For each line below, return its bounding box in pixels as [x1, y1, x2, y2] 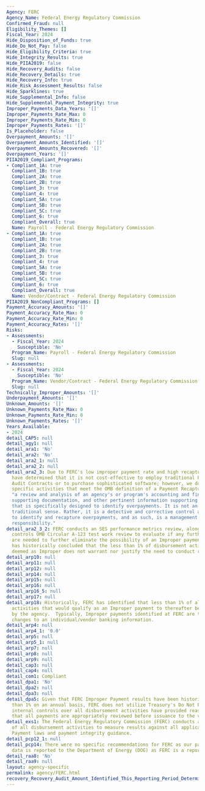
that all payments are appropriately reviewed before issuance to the [12, 713, 195, 720]
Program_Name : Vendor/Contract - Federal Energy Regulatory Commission [12, 378, 198, 384]
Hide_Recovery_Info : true [6, 77, 72, 83]
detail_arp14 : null [6, 571, 56, 577]
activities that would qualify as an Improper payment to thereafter [12, 605, 192, 611]
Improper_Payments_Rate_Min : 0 [6, 117, 86, 123]
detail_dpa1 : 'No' [6, 679, 53, 685]
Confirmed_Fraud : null [6, 20, 64, 26]
